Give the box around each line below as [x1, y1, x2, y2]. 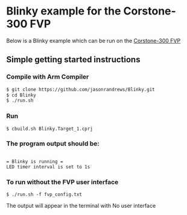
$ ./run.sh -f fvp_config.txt [6, 191, 83, 197]
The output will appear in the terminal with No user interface [6, 202, 156, 210]
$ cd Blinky [6, 92, 36, 98]
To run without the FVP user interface [6, 178, 119, 186]
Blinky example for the [6, 4, 121, 18]
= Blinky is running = [6, 158, 63, 164]
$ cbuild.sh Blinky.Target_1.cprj [6, 126, 93, 132]
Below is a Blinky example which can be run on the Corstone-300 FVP [6, 37, 181, 44]
